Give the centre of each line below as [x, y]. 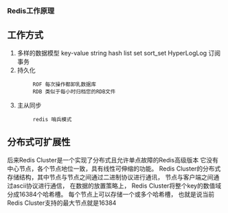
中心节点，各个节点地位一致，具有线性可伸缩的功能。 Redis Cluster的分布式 [114, 168]
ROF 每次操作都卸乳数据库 [65, 84]
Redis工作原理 [31, 10]
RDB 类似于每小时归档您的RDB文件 [74, 91]
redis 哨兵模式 [52, 119]
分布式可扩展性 [39, 142]
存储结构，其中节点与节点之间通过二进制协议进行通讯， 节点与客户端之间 [110, 177]
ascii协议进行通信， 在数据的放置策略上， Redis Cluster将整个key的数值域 [117, 186]
